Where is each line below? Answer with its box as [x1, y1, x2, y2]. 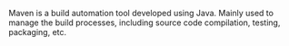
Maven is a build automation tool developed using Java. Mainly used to [8, 8, 274, 18]
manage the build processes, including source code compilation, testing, [8, 17, 281, 28]
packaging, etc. [8, 27, 67, 37]
